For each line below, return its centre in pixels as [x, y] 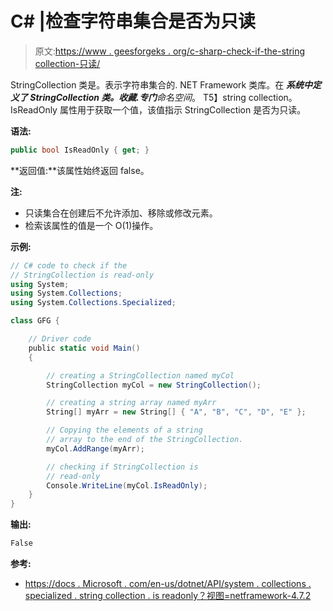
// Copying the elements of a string [124, 430]
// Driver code [60, 339]
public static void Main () [84, 348]
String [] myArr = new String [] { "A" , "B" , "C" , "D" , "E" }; [176, 412]
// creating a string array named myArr [131, 403]
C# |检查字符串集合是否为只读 [133, 21]
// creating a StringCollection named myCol [140, 375]
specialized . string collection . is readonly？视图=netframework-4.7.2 [168, 596]
